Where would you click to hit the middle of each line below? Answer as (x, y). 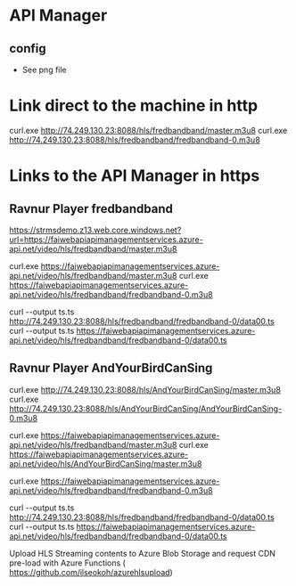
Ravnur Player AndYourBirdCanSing (111, 368)
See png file (44, 69)
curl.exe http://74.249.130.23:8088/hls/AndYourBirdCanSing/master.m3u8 (145, 389)
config (28, 49)
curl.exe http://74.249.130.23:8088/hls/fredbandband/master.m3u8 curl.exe (148, 130)
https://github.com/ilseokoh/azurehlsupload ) (91, 572)
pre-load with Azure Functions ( (68, 563)
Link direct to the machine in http (134, 106)
